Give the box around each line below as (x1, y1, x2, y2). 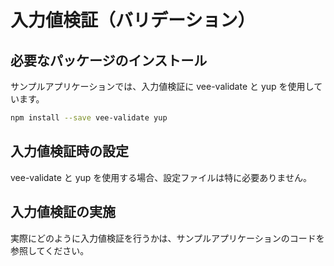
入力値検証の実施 (10, 204, 116, 221)
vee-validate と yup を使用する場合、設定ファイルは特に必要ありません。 (10, 171, 312, 183)
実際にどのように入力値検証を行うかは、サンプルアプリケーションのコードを (10, 232, 325, 244)
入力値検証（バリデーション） (10, 9, 256, 32)
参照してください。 (10, 244, 90, 256)
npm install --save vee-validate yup (10, 113, 168, 123)
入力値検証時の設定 (10, 143, 129, 160)
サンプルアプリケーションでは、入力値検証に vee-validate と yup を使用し (10, 81, 315, 92)
